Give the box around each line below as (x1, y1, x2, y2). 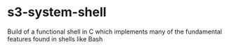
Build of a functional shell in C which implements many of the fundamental (7, 27, 223, 36)
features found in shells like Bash (7, 34, 103, 43)
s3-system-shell (7, 4, 107, 20)
